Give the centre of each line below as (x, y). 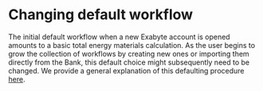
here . (17, 79)
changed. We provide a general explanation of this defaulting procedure (126, 70)
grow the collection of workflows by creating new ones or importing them (129, 53)
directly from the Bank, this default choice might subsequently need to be (129, 62)
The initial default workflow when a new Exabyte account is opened (119, 37)
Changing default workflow (101, 15)
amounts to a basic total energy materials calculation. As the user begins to (132, 45)
